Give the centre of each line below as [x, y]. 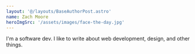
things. [14, 45]
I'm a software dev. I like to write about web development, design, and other [98, 39]
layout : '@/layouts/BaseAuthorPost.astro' [59, 11]
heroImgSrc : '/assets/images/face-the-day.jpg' [65, 22]
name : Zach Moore [27, 17]
